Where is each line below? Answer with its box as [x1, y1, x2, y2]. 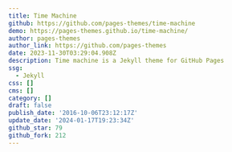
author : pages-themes [8, 34, 81, 43]
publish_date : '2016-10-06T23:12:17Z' [8, 109, 138, 117]
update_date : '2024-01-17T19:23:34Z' [8, 117, 135, 125]
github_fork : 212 [8, 131, 67, 139]
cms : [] [8, 86, 35, 95]
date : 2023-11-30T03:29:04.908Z [8, 49, 116, 57]
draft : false [8, 101, 52, 109]
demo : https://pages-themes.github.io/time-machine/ [8, 27, 189, 35]
